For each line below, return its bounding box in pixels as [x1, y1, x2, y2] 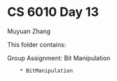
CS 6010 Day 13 [7, 4, 99, 20]
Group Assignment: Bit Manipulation [7, 53, 111, 62]
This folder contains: [7, 40, 66, 48]
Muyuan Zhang [7, 27, 51, 35]
